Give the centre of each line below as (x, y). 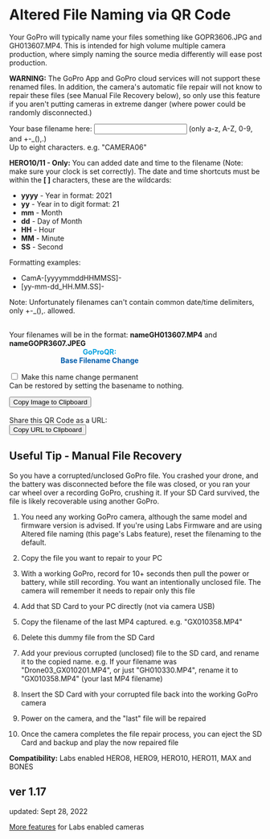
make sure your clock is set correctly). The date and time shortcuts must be (135, 171)
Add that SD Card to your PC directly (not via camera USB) (118, 606)
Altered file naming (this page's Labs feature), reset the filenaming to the (141, 533)
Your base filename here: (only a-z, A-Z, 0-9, (131, 128)
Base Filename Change (100, 360)
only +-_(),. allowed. (42, 311)
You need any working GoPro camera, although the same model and (134, 516)
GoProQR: (100, 352)
